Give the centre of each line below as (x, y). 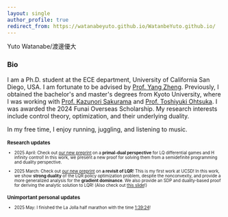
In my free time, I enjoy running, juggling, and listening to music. (97, 129)
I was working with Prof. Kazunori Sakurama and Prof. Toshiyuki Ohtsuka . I (112, 101)
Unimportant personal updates (44, 198)
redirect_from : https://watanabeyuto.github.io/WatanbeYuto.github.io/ (111, 26)
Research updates (29, 142)
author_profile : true (38, 20)
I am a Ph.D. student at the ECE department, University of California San (109, 79)
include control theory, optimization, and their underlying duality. (98, 116)
